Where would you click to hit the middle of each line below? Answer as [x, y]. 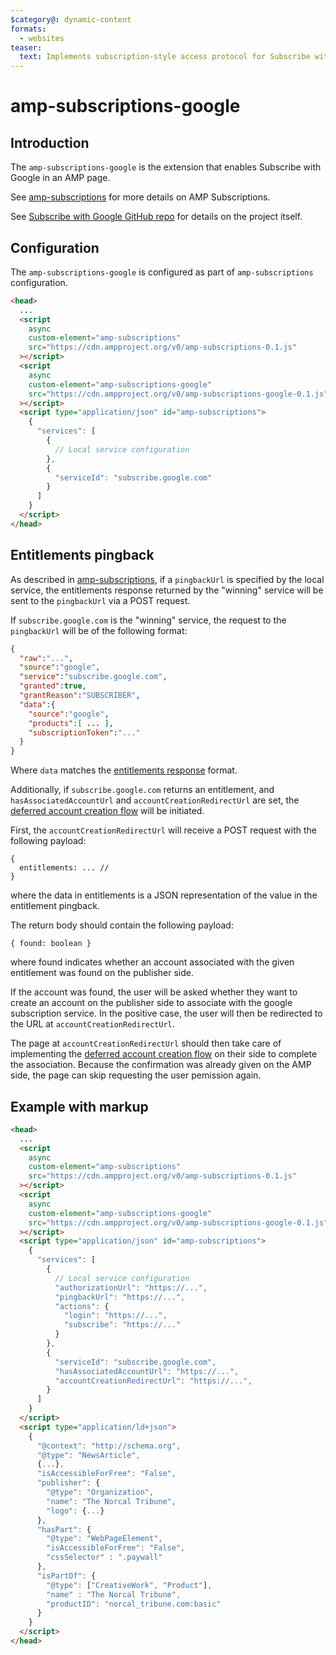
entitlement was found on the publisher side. [102, 973]
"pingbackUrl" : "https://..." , [120, 1297]
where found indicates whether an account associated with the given [152, 962]
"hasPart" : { [64, 1529]
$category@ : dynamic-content [71, 19]
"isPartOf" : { [66, 1576]
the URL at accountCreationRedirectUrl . [92, 1024]
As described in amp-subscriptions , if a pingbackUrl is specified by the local [167, 579]
